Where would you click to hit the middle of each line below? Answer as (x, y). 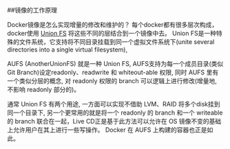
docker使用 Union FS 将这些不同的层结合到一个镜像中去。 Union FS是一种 (112, 33)
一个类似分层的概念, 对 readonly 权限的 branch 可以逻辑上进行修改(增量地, (112, 81)
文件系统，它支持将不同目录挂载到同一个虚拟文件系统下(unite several (117, 42)
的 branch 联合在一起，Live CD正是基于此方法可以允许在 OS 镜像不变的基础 (114, 121)
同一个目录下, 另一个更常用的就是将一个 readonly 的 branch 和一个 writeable (115, 113)
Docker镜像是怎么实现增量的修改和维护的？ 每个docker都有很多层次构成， (113, 25)
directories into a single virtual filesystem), (67, 49)
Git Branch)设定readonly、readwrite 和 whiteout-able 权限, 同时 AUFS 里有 (113, 72)
